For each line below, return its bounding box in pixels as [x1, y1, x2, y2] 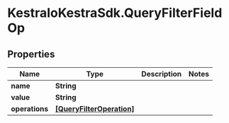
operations [11, 104, 48, 114]
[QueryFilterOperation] [55, 104, 135, 114]
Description [141, 69, 182, 78]
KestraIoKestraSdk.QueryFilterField [7, 5, 223, 21]
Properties [7, 48, 55, 60]
